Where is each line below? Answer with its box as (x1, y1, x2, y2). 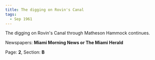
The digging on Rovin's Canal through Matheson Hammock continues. (5, 30, 150, 36)
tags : (5, 12, 17, 17)
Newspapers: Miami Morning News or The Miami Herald (5, 40, 124, 46)
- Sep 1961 (10, 16, 33, 21)
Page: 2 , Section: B (5, 49, 45, 55)
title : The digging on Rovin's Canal (5, 7, 84, 12)
